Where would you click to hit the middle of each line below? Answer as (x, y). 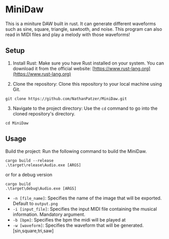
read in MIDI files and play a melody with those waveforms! (68, 34)
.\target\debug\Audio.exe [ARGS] (41, 188)
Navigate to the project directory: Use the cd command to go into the (85, 108)
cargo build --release (29, 161)
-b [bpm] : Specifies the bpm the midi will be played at (69, 220)
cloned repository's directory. (44, 113)
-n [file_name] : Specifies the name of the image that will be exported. (87, 198)
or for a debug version (29, 174)
